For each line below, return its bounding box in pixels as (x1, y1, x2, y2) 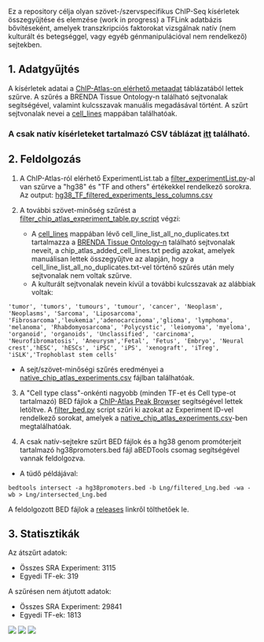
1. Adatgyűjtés (8, 63, 80, 76)
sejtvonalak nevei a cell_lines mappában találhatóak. (8, 108, 178, 118)
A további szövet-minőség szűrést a (19, 205, 137, 215)
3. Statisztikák (8, 526, 80, 541)
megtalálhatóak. (19, 421, 72, 431)
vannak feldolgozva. (19, 453, 86, 463)
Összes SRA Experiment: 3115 (19, 563, 116, 573)
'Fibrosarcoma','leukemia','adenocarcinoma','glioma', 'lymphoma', (8, 316, 234, 325)
